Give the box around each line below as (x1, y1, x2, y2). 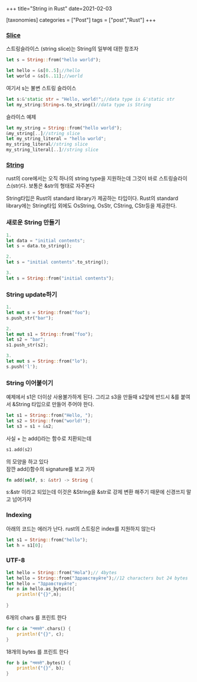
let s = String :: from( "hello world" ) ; (6, 57, 101, 63)
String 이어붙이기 (6, 378, 54, 387)
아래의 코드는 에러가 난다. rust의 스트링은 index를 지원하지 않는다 (6, 525, 156, 532)
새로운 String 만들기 (6, 218, 61, 226)
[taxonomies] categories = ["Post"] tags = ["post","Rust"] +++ (6, 17, 156, 23)
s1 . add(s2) (6, 446, 33, 453)
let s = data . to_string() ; (6, 243, 72, 249)
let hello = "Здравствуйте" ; (6, 581, 78, 587)
